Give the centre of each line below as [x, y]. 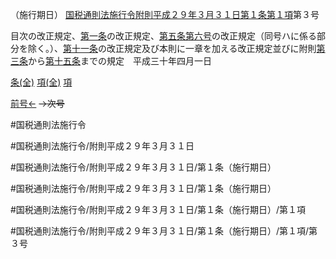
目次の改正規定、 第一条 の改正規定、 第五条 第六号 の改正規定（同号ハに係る [163, 36]
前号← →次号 [37, 103]
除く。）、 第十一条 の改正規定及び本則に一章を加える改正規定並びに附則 [172, 48]
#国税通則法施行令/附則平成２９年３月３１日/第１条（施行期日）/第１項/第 [164, 231]
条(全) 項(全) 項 [41, 82]
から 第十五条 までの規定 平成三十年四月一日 [120, 61]
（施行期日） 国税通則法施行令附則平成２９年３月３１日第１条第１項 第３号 [165, 14]
